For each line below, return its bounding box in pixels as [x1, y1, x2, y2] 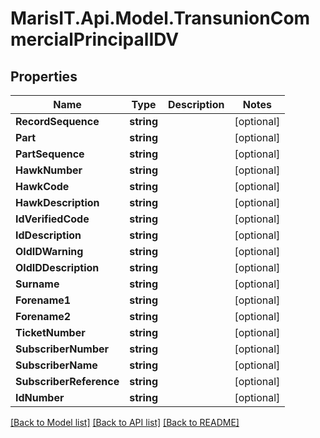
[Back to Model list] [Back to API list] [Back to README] [10, 417, 240, 428]
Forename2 [15, 310, 72, 323]
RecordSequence [15, 115, 100, 128]
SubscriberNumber [15, 342, 110, 356]
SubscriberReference [15, 375, 120, 388]
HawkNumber [15, 163, 83, 177]
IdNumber [15, 391, 65, 404]
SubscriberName [15, 358, 98, 372]
